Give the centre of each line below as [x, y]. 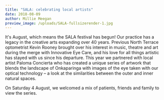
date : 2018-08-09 [23, 14]
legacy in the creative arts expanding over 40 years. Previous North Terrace [82, 42]
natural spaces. [21, 79]
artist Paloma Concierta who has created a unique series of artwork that [78, 63]
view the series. [21, 93]
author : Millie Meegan [28, 19]
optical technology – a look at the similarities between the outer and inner [79, 73]
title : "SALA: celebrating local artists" [49, 10]
